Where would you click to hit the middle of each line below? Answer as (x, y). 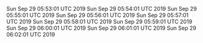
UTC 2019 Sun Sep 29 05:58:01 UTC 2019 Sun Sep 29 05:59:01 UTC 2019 (99, 21)
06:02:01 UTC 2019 (31, 35)
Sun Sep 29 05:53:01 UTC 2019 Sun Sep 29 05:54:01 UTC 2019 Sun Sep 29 (102, 9)
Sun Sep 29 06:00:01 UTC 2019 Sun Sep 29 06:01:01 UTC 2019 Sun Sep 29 (101, 28)
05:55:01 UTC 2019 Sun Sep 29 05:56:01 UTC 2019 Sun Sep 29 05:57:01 (98, 15)
